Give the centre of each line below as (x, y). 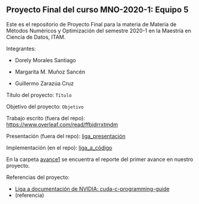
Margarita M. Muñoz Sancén (50, 72)
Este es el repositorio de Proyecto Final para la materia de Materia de (91, 24)
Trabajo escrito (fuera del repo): (46, 118)
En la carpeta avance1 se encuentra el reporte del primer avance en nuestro (100, 159)
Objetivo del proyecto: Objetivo (45, 106)
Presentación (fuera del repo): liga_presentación (66, 136)
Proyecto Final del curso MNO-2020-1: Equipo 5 (97, 10)
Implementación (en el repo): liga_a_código (59, 147)
